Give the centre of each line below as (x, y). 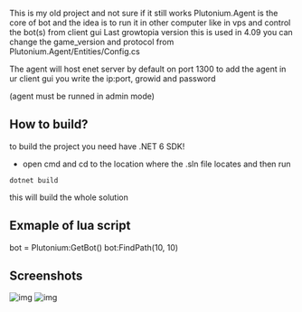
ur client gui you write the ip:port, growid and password (113, 79)
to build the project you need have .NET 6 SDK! (97, 146)
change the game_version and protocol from (92, 42)
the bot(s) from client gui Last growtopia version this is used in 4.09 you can (151, 32)
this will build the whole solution (69, 197)
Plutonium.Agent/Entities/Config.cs (75, 52)
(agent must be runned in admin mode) (82, 96)
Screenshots (46, 276)
